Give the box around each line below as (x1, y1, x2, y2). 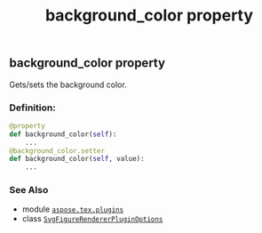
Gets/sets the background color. (9, 79, 127, 90)
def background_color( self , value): (9, 155, 145, 164)
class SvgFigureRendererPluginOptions (21, 213, 163, 224)
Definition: (9, 101, 56, 114)
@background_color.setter (9, 146, 105, 156)
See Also (9, 184, 49, 197)
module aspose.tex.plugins (21, 204, 124, 214)
